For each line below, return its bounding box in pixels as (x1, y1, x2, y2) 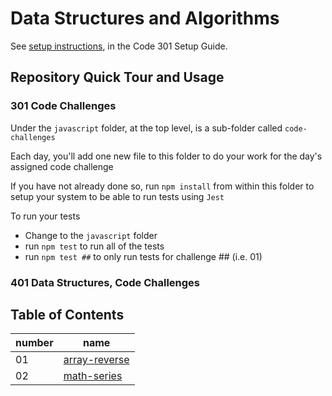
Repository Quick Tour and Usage (10, 69, 225, 86)
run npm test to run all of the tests (24, 240, 165, 252)
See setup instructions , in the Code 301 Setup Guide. (10, 40, 228, 52)
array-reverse (63, 353, 130, 367)
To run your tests (10, 210, 81, 222)
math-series (63, 369, 123, 383)
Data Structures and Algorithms (10, 7, 280, 30)
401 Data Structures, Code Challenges (10, 275, 201, 289)
